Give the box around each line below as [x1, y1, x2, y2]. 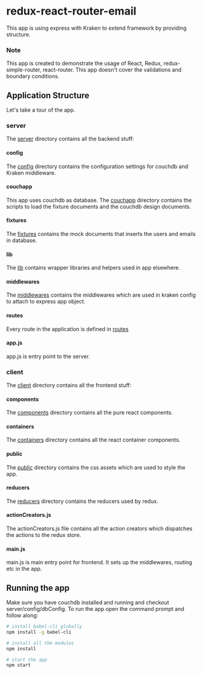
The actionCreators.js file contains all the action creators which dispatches [6, 525, 192, 532]
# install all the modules [6, 640, 74, 646]
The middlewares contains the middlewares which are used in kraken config [6, 291, 197, 298]
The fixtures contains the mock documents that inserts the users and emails [6, 230, 196, 237]
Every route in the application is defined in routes [6, 325, 129, 332]
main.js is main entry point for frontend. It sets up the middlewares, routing [6, 559, 192, 566]
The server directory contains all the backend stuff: [6, 135, 134, 143]
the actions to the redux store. [6, 531, 82, 539]
